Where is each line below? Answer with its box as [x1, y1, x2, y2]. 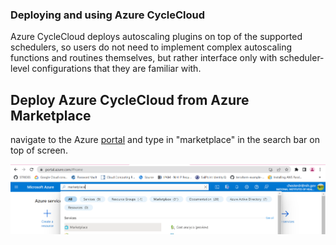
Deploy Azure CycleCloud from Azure [10, 91, 250, 108]
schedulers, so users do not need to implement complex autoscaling [10, 41, 293, 53]
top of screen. [10, 144, 68, 157]
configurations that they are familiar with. [31, 63, 202, 75]
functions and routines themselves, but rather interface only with [10, 52, 278, 64]
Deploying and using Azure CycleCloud [10, 8, 206, 22]
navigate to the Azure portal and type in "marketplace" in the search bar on [10, 134, 320, 146]
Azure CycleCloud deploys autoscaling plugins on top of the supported [10, 31, 303, 43]
